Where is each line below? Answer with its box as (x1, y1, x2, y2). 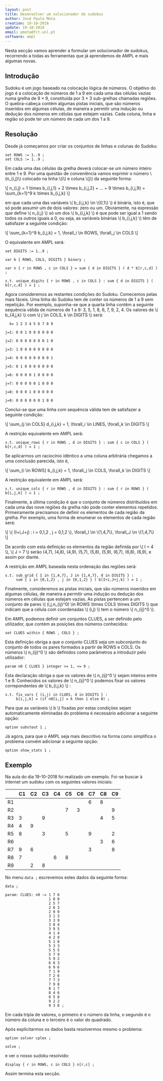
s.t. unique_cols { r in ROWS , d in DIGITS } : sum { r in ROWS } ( (5, 486, 149, 491)
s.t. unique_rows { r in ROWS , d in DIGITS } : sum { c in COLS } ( (5, 440, 149, 445)
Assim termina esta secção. (5, 1071, 61, 1077)
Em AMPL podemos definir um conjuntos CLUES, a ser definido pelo (5, 616, 142, 622)
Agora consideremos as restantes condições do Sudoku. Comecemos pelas (5, 291, 157, 297)
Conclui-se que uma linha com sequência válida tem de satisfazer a (5, 406, 141, 412)
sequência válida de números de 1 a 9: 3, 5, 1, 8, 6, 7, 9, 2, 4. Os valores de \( (5, 307, 158, 312)
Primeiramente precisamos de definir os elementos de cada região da (5, 509, 145, 515)
